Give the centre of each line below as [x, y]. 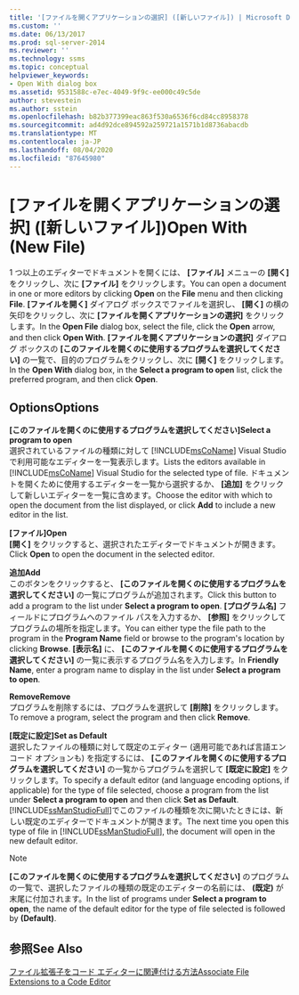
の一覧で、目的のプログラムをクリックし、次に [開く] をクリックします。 [155, 360]
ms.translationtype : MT [53, 134]
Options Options [54, 408]
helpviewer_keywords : [49, 76]
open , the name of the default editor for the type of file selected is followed [147, 909]
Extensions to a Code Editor [60, 982]
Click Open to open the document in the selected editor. [112, 554]
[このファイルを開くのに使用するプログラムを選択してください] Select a [140, 430]
